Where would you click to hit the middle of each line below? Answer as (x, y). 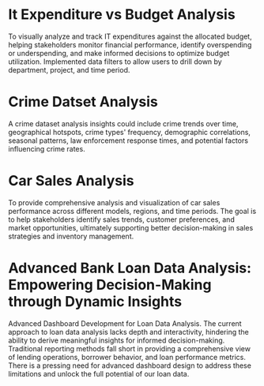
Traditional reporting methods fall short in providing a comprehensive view (130, 348)
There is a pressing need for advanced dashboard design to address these (130, 365)
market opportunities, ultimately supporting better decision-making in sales (131, 227)
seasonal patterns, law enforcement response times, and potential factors (128, 141)
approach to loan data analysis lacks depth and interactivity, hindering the (128, 332)
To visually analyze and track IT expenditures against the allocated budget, (130, 36)
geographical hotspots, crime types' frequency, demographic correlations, (130, 132)
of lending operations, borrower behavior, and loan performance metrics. (127, 357)
